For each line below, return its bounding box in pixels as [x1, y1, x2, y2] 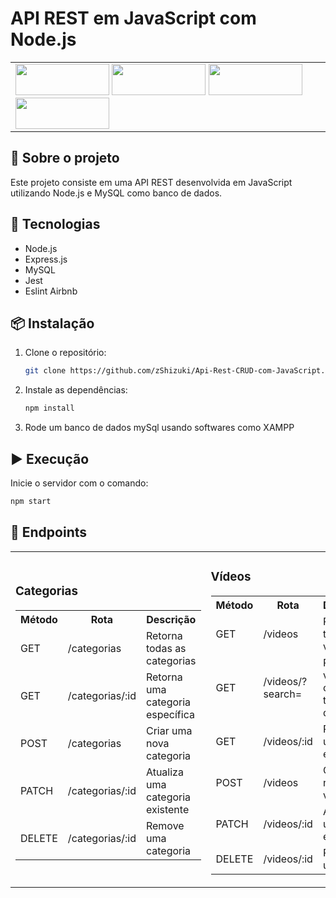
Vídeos [210, 568, 252, 584]
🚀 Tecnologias [10, 216, 101, 233]
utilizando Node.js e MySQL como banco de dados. [10, 187, 223, 199]
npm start [10, 496, 52, 506]
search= [263, 687, 303, 701]
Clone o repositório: [24, 347, 107, 359]
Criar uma [145, 723, 193, 737]
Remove [145, 818, 185, 832]
